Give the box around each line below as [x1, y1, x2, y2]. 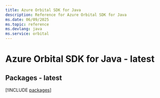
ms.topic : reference [5, 21, 50, 27]
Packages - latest [5, 73, 62, 82]
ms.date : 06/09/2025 [5, 17, 50, 22]
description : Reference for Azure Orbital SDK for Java [5, 12, 127, 17]
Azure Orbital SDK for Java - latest [5, 53, 155, 65]
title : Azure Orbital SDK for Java [5, 7, 81, 13]
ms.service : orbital [5, 31, 50, 36]
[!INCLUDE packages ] [5, 87, 52, 93]
